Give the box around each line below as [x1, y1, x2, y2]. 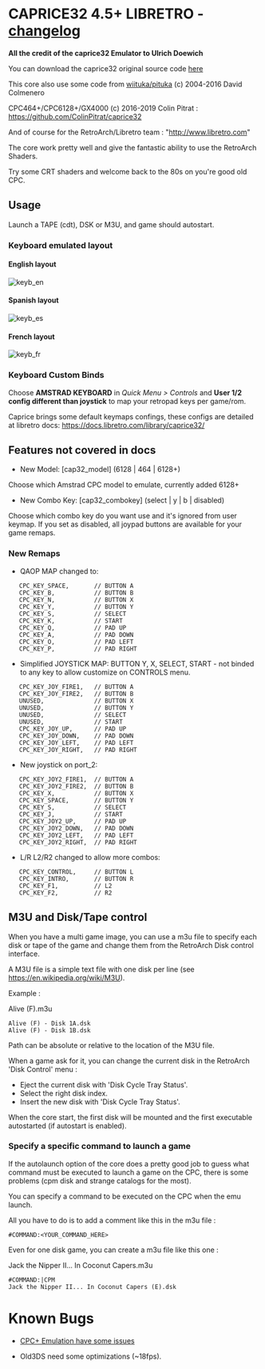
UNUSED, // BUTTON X [18, 697, 134, 705]
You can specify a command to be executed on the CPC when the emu [8, 1191, 241, 1201]
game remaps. [8, 528, 56, 538]
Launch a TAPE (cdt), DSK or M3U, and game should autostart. [8, 219, 215, 229]
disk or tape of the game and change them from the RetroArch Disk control [8, 940, 254, 950]
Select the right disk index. [19, 1088, 108, 1098]
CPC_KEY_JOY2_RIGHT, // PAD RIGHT [18, 838, 137, 847]
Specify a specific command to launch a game [8, 1141, 192, 1152]
